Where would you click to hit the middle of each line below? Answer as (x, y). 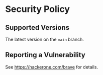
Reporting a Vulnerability (45, 55)
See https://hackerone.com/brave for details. (52, 67)
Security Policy (38, 9)
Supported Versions (37, 28)
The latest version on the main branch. (45, 39)
